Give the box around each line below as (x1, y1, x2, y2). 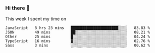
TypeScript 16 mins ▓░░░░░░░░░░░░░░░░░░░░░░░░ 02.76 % (5, 38, 150, 44)
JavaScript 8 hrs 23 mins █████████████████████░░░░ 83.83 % (5, 25, 150, 30)
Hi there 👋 (5, 4, 30, 11)
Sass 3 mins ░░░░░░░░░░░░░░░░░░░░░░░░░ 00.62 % (5, 43, 150, 48)
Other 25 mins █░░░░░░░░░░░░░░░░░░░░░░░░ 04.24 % (5, 34, 150, 39)
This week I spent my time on (5, 16, 67, 22)
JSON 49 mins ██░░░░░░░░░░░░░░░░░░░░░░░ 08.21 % (5, 30, 150, 35)
